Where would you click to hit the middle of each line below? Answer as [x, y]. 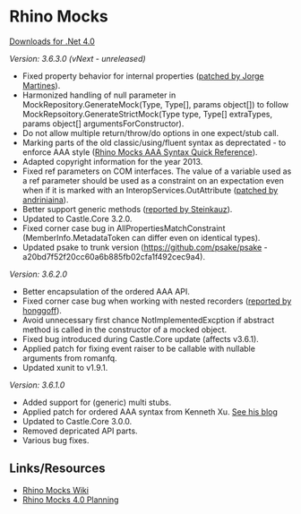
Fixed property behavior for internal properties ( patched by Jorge [143, 76]
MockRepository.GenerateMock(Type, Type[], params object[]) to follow [155, 104]
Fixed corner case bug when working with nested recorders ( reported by [157, 301]
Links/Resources [57, 469]
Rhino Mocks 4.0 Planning [70, 500]
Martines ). [41, 85]
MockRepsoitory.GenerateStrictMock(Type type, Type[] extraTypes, [147, 114]
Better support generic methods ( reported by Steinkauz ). [127, 209]
